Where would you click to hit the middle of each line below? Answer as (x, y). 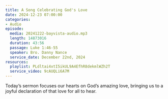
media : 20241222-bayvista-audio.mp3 (49, 34)
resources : (17, 62)
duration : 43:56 (27, 43)
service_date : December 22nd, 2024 (48, 57)
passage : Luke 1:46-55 (34, 48)
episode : (15, 29)
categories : (18, 19)
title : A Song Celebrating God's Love (46, 10)
